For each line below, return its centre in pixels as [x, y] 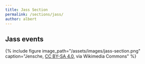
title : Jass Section [27, 10]
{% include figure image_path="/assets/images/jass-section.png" [73, 51]
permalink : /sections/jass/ [34, 14]
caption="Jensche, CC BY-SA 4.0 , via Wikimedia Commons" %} [71, 56]
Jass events [24, 39]
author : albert [21, 19]
